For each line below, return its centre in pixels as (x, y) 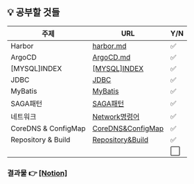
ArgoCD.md (112, 57)
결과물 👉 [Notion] (37, 173)
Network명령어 (116, 117)
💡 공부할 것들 (34, 12)
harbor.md (109, 46)
